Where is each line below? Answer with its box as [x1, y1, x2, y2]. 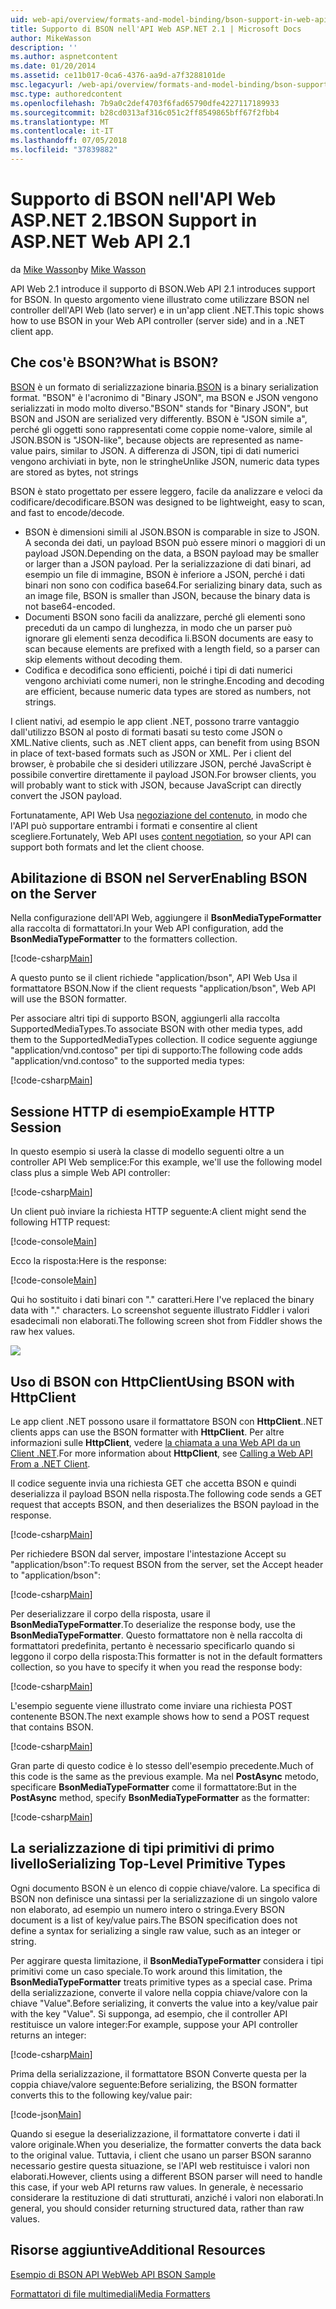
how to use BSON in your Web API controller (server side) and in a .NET [10, 314, 306, 326]
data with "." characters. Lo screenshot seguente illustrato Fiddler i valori [10, 1304, 310, 1316]
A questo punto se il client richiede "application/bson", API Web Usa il [10, 972, 298, 984]
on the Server [10, 886, 97, 903]
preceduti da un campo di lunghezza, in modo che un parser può [24, 621, 293, 633]
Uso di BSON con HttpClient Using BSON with [10, 1373, 295, 1390]
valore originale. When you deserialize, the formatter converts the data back [10, 2138, 322, 2150]
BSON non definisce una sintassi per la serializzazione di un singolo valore [10, 1892, 318, 1905]
